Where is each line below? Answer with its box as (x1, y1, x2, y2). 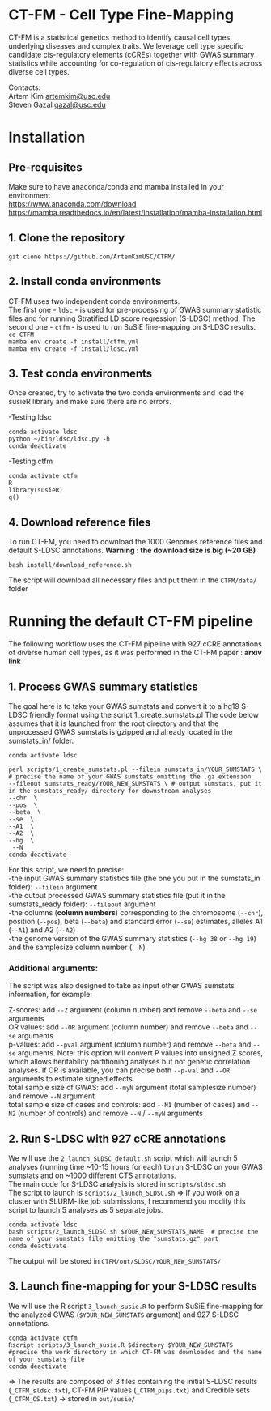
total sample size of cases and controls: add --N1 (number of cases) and (8, 1100, 250, 1110)
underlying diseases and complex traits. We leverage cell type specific (8, 40, 244, 50)
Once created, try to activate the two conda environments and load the (8, 388, 245, 398)
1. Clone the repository (8, 231, 125, 245)
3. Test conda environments (8, 366, 153, 380)
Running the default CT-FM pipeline (8, 612, 253, 631)
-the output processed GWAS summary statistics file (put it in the (8, 890, 226, 900)
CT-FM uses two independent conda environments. (8, 296, 180, 305)
